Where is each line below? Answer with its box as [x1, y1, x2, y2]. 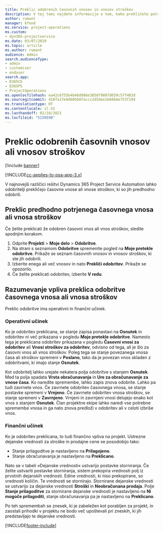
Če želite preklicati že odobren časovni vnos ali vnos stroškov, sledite [5, 226, 144, 232]
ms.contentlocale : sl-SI [5, 106, 55, 111]
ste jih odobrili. [12, 256, 42, 262]
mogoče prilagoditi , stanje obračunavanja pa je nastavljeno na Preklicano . [5, 493, 155, 499]
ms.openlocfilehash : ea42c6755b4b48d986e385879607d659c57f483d [5, 93, 136, 97]
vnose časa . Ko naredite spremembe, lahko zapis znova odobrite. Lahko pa [5, 379, 156, 385]
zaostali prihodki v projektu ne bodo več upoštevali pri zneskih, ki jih [5, 508, 142, 514]
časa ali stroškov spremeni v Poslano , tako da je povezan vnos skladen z [5, 355, 151, 361]
